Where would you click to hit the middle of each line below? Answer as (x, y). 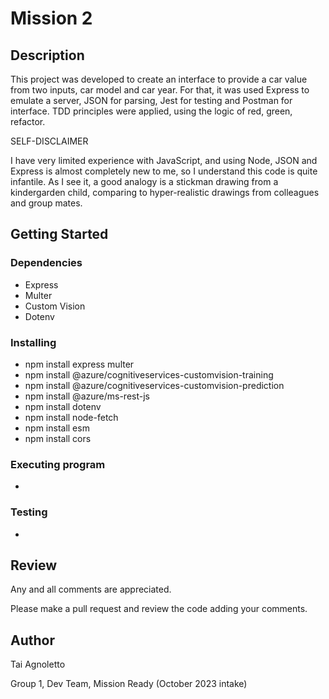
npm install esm (57, 428)
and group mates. (46, 203)
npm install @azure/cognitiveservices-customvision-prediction (154, 385)
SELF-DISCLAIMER (49, 141)
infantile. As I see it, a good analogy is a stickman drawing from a (144, 181)
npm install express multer (79, 364)
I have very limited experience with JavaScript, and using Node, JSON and (164, 160)
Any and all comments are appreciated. (91, 589)
